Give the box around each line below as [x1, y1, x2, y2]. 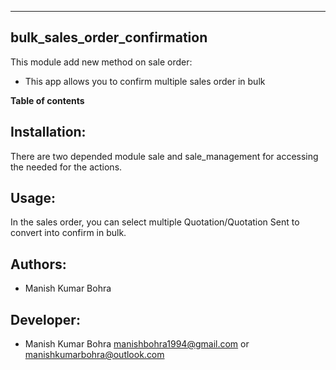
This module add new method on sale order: [10, 56, 193, 68]
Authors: [10, 256, 67, 273]
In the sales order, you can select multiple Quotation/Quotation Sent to [10, 216, 300, 228]
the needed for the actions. [10, 161, 123, 173]
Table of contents [10, 94, 85, 106]
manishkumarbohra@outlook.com [24, 349, 165, 361]
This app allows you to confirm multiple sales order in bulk [24, 75, 266, 87]
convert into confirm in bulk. [10, 227, 127, 239]
